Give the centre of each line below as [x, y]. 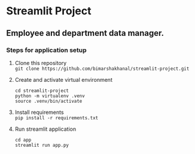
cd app [23, 140]
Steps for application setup [46, 50]
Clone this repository [41, 63]
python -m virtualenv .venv [50, 96]
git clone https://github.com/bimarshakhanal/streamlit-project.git [102, 69]
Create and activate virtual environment [63, 79]
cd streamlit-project [42, 91]
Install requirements [39, 112]
